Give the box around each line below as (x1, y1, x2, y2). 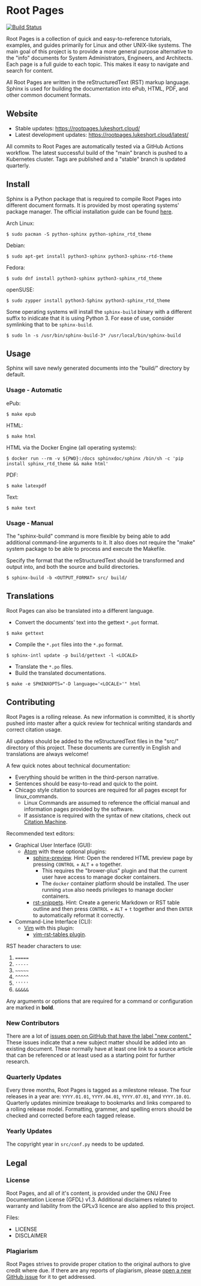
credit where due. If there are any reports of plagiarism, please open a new (6, 1267, 191, 1274)
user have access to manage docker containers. (41, 873, 161, 880)
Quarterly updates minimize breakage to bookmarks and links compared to (6, 1099, 191, 1107)
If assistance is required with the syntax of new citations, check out (23, 811, 191, 819)
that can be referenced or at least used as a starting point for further (6, 1051, 176, 1059)
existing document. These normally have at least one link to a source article (6, 1045, 193, 1052)
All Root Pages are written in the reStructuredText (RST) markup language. (6, 79, 190, 86)
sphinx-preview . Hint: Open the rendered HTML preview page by (32, 854, 193, 861)
